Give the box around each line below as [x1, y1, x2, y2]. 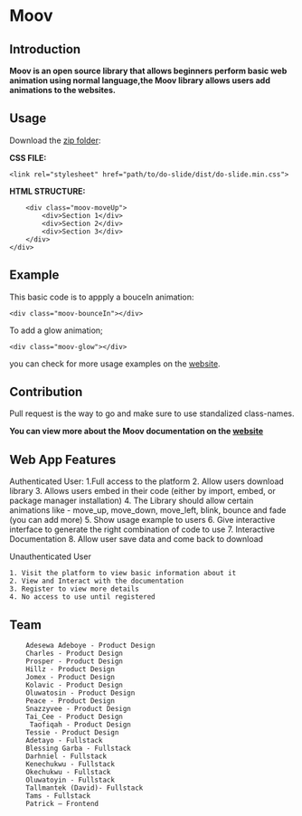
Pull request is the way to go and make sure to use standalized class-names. [9, 408, 295, 419]
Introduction [9, 42, 81, 57]
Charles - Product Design [25, 649, 124, 659]
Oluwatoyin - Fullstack [25, 775, 116, 785]
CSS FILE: [9, 152, 47, 163]
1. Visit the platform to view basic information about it [9, 569, 237, 578]
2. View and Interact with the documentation [9, 576, 184, 586]
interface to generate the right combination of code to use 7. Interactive [9, 524, 276, 535]
